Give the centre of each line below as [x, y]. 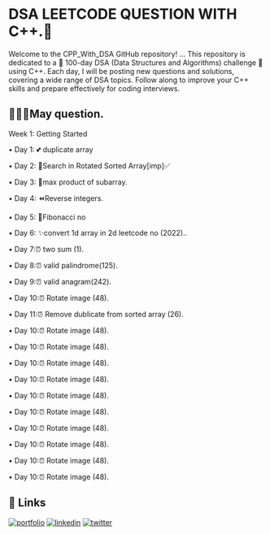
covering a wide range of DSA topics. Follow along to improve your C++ [129, 80]
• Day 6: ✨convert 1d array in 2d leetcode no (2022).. [98, 233]
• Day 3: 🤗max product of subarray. [68, 182]
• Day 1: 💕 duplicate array [51, 149]
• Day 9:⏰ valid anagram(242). [60, 281]
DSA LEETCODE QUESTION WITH [123, 14]
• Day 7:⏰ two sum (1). [46, 249]
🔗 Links [27, 503]
